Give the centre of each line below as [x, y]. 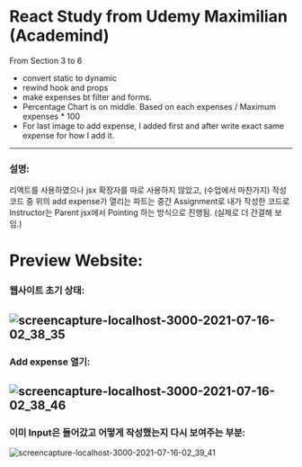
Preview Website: [76, 260]
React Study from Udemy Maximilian [148, 17]
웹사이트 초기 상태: [47, 291]
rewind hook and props [65, 87]
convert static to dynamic [69, 77]
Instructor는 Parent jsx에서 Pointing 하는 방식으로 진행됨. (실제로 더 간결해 [141, 212]
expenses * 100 [51, 116]
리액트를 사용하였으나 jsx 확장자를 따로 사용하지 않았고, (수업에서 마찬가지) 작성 [148, 190]
